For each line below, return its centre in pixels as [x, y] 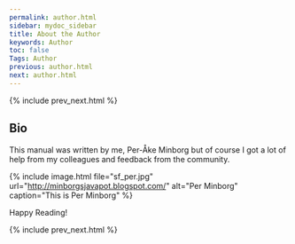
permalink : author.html [53, 17]
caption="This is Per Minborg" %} [71, 195]
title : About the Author [55, 34]
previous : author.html [51, 67]
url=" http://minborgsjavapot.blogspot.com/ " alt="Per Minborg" [124, 185]
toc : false [29, 51]
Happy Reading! [39, 212]
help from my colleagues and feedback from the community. [120, 159]
